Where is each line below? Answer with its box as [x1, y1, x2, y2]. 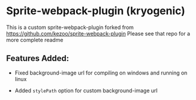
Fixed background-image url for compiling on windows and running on [14, 69, 188, 76]
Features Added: [6, 53, 69, 63]
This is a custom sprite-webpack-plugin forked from [6, 24, 134, 31]
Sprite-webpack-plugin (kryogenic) [6, 4, 185, 18]
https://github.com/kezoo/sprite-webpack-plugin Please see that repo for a [6, 30, 191, 37]
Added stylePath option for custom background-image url [14, 87, 158, 94]
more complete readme [6, 36, 64, 43]
